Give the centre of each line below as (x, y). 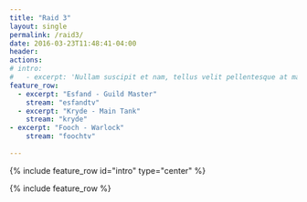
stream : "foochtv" (61, 136)
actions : (26, 60)
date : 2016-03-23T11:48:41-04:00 (73, 43)
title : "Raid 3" (40, 18)
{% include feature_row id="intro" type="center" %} (108, 170)
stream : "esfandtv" (63, 102)
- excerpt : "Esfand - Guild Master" (87, 94)
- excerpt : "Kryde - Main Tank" (79, 111)
